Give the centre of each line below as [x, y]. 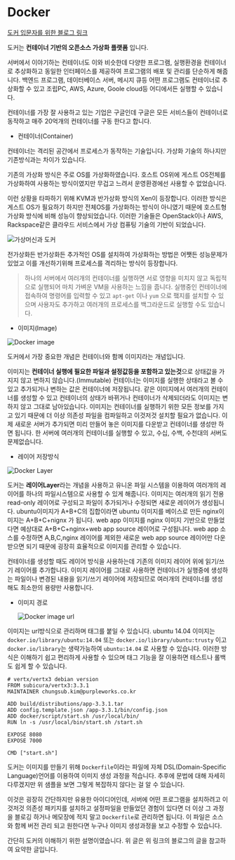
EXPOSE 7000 [25, 741]
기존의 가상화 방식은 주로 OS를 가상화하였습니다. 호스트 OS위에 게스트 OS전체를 [116, 174]
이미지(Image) [37, 328]
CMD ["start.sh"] [33, 753]
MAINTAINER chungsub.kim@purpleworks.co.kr [72, 692]
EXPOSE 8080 [25, 734]
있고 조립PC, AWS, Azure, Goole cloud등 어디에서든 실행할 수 [119, 88]
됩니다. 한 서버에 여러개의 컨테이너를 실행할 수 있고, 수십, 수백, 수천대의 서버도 [121, 433]
